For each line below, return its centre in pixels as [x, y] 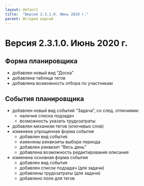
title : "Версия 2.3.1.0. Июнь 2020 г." [47, 14]
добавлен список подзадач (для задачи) [62, 168]
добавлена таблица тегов [39, 78]
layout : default [22, 10]
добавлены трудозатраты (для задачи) [60, 173]
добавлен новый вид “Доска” [43, 73]
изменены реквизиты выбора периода [60, 142]
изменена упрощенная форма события [53, 132]
